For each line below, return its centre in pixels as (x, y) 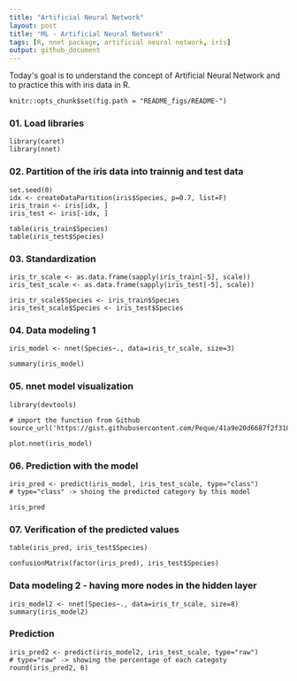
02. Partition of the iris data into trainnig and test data (126, 172)
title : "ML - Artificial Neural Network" (87, 34)
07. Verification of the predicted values (94, 530)
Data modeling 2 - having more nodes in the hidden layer (133, 585)
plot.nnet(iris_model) (51, 444)
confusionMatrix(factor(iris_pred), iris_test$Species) (114, 563)
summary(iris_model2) (49, 612)
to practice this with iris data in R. (70, 85)
